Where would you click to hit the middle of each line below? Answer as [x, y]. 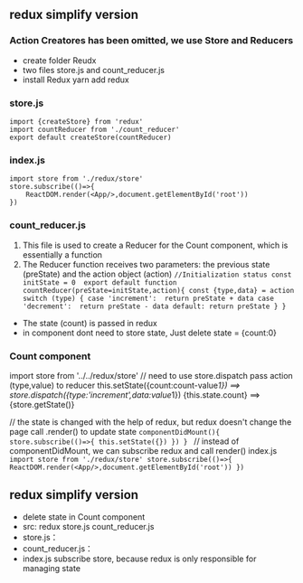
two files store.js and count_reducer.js [94, 70]
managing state [52, 568]
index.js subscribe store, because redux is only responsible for [139, 559]
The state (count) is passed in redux [90, 323]
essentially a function [62, 254]
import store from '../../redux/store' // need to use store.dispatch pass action [151, 375]
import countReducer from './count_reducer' [95, 129]
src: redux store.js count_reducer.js [88, 526]
